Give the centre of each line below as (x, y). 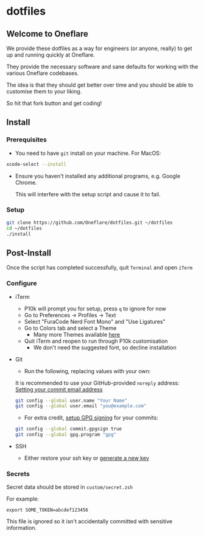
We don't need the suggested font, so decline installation (105, 347)
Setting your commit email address (59, 389)
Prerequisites (26, 140)
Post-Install (29, 253)
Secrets (18, 474)
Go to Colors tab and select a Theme (70, 328)
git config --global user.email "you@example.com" (81, 406)
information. (22, 528)
